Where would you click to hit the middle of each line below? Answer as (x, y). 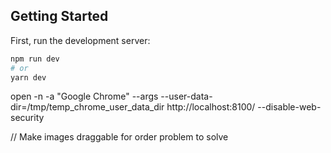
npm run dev (35, 59)
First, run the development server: (80, 40)
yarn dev (28, 77)
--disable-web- (289, 107)
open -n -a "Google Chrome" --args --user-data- (111, 96)
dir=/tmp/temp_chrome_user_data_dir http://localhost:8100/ (133, 107)
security (27, 118)
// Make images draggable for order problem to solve (119, 137)
